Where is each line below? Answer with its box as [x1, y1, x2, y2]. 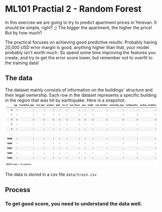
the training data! [5, 60, 39, 66]
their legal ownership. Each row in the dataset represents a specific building [5, 92, 157, 98]
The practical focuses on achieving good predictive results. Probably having [5, 39, 158, 45]
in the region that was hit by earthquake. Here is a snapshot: [5, 97, 126, 103]
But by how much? [5, 30, 42, 35]
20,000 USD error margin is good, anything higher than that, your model [5, 44, 149, 50]
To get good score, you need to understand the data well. [5, 200, 143, 207]
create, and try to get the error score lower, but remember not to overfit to [5, 54, 153, 60]
